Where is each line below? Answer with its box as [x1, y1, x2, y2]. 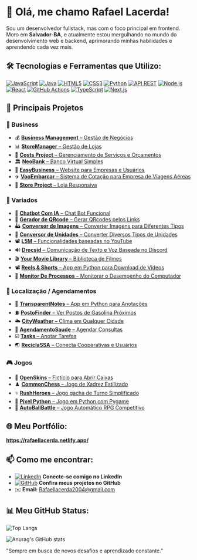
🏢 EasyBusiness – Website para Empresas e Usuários [14, 167, 145, 174]
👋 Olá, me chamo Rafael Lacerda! [6, 5, 170, 19]
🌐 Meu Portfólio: [6, 421, 67, 431]
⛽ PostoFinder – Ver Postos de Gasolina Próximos [14, 309, 137, 316]
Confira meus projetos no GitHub [39, 479, 121, 486]
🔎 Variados [6, 196, 38, 204]
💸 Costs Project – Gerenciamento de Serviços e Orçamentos [14, 151, 162, 158]
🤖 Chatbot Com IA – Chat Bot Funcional [14, 210, 111, 217]
